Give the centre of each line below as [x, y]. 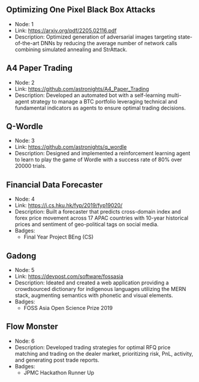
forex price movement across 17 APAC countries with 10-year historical [102, 218]
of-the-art [27, 43]
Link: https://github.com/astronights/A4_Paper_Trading [82, 89]
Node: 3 [25, 141]
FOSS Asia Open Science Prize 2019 [68, 308]
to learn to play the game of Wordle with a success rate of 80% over [98, 159]
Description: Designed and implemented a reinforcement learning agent [102, 154]
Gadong [21, 256]
